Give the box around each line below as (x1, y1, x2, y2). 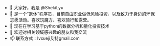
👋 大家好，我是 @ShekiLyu (9, 5, 64, 10)
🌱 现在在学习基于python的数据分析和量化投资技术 (9, 23, 110, 29)
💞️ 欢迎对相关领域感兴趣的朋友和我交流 (9, 29, 87, 35)
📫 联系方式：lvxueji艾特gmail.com (9, 35, 80, 41)
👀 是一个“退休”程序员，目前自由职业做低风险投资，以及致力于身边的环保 (9, 11, 155, 17)
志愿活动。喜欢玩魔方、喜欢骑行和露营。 (9, 17, 91, 23)
